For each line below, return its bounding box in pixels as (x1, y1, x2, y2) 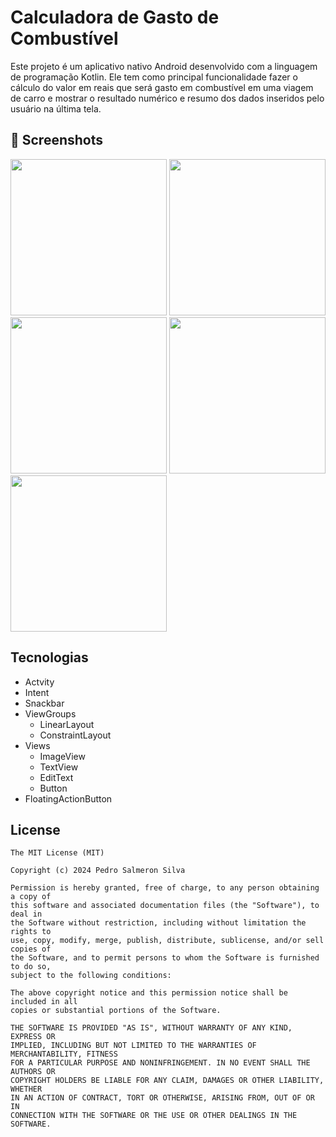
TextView (39, 761, 79, 773)
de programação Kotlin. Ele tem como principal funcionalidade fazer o (10, 71, 298, 83)
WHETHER (10, 1084, 43, 1095)
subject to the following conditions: (10, 971, 172, 981)
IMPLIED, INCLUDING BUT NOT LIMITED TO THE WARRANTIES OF (10, 1041, 257, 1051)
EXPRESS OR (10, 1032, 56, 1042)
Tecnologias (10, 649, 89, 666)
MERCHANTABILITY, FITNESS (10, 1049, 118, 1060)
